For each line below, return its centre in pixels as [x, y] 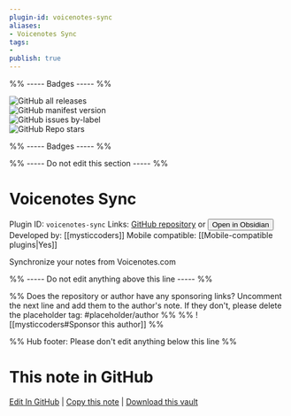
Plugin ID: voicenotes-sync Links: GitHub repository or [107, 224]
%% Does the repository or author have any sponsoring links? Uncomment [145, 296]
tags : [19, 42]
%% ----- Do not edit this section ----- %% [89, 163]
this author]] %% [133, 324]
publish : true [35, 58]
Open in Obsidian [241, 224]
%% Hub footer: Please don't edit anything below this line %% [123, 341]
